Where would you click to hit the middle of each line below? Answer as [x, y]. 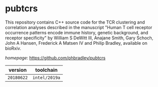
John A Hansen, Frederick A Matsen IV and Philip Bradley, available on [76, 43]
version [18, 70]
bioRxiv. [13, 48]
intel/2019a [46, 77]
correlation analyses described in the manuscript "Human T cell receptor [79, 27]
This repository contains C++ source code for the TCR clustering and [75, 22]
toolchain [46, 70]
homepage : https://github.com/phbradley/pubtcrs [55, 58]
